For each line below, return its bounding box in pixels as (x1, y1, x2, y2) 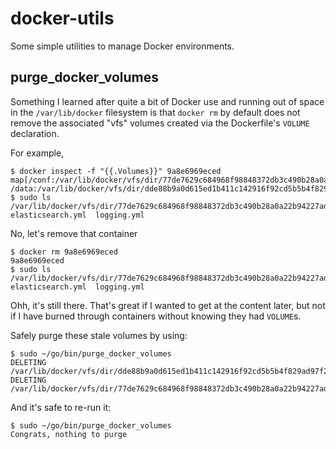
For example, (10, 147, 65, 159)
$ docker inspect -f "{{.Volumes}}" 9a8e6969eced (10, 166, 222, 176)
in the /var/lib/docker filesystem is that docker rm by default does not (10, 106, 301, 118)
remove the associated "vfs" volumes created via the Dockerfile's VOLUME (10, 117, 310, 129)
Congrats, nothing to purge (10, 429, 128, 439)
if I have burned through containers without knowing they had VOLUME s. (10, 310, 302, 322)
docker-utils (10, 7, 115, 30)
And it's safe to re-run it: (10, 401, 112, 413)
